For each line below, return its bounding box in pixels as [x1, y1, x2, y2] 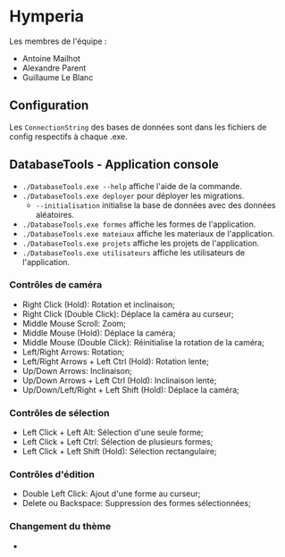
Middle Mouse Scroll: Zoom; [21, 318, 127, 328]
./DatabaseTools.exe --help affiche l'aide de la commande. [21, 180, 243, 191]
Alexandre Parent [21, 62, 87, 73]
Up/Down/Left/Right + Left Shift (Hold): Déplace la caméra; [21, 384, 239, 395]
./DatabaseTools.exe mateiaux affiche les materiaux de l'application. [21, 228, 275, 238]
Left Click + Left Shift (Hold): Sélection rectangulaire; [21, 446, 217, 457]
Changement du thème [9, 520, 112, 533]
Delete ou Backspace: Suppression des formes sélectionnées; [21, 498, 252, 509]
